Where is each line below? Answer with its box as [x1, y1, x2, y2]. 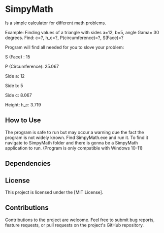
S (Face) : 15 [5, 53, 31, 60]
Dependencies [5, 159, 51, 168]
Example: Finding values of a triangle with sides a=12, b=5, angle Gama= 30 [5, 29, 159, 35]
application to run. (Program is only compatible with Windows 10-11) [5, 145, 143, 151]
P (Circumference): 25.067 [5, 63, 59, 69]
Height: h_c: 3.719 [5, 101, 41, 107]
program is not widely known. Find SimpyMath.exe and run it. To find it [5, 135, 149, 140]
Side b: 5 [5, 83, 23, 89]
